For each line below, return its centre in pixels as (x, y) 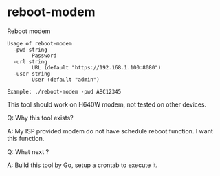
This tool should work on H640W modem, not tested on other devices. (107, 104)
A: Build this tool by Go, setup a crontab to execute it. (82, 165)
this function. (26, 138)
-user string (32, 74)
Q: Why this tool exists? (40, 118)
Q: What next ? (28, 151)
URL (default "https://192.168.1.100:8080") (97, 67)
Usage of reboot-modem (40, 43)
